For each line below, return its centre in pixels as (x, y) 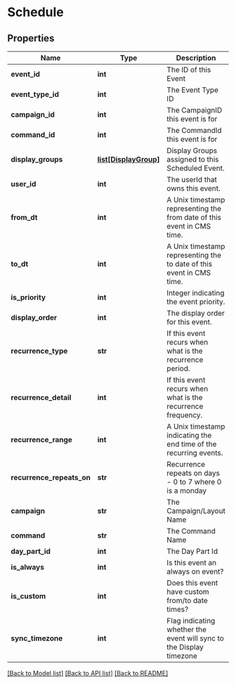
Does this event (192, 583)
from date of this (194, 217)
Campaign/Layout (196, 511)
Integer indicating (196, 293)
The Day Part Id (192, 551)
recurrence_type (39, 351)
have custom (188, 592)
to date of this (190, 264)
